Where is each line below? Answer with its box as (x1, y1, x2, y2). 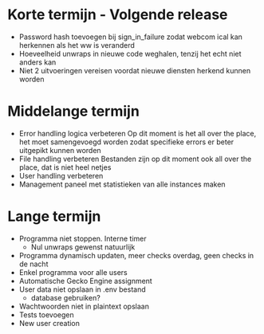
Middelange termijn (7, 102, 140, 120)
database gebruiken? (30, 293, 100, 302)
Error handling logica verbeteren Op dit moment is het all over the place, (18, 128, 257, 138)
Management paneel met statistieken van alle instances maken (18, 179, 226, 189)
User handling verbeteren (18, 171, 104, 180)
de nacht (18, 259, 49, 269)
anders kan (18, 57, 57, 67)
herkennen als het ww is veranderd (18, 40, 135, 49)
